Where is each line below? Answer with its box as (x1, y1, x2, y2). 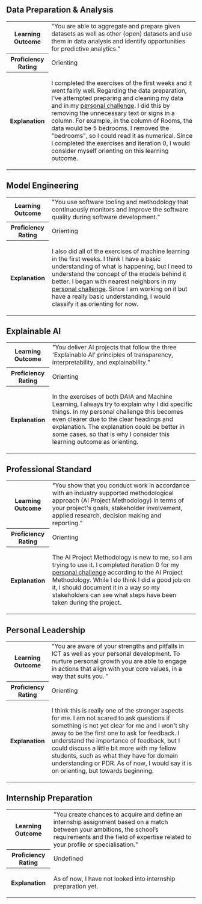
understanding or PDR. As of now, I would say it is (51, 759, 192, 767)
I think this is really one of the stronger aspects (51, 706, 184, 715)
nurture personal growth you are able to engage (51, 657, 187, 666)
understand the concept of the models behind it (52, 269, 186, 278)
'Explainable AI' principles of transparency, (52, 351, 173, 359)
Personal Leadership (6, 625, 85, 635)
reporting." (52, 519, 83, 528)
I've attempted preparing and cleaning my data (51, 93, 183, 102)
